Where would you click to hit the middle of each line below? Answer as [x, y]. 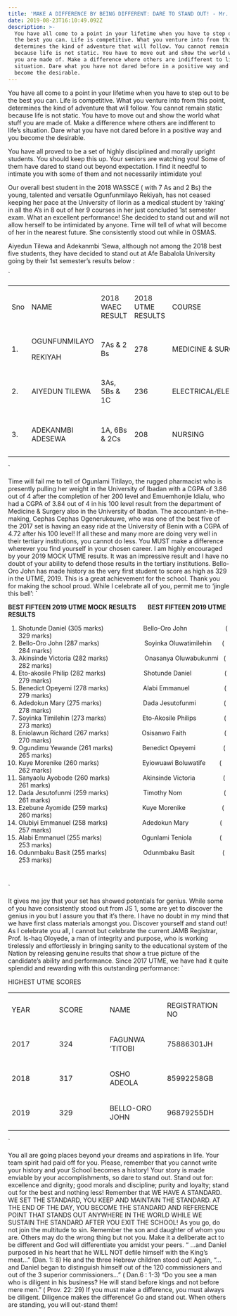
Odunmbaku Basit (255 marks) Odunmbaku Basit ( [121, 852]
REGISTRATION [193, 1005]
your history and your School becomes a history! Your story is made [107, 1170]
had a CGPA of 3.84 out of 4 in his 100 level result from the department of [115, 503]
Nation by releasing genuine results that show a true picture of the [104, 953]
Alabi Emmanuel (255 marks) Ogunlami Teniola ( [120, 837]
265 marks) [35, 755]
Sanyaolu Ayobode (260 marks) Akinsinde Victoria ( [122, 778]
